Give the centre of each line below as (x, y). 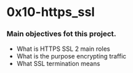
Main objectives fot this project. (61, 34)
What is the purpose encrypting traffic (71, 56)
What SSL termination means (58, 64)
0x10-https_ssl (51, 12)
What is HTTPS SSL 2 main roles (63, 49)
